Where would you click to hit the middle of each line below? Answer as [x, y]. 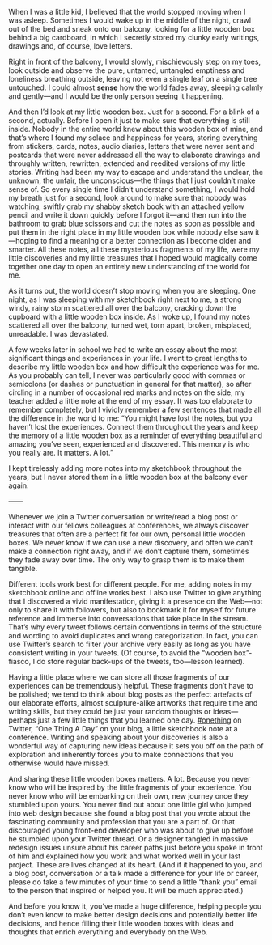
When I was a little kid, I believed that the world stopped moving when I [127, 12]
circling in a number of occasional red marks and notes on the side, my [127, 392]
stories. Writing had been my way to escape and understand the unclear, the [136, 172]
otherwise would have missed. [59, 763]
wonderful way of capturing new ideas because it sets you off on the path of [136, 746]
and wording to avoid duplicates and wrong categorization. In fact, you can [134, 636]
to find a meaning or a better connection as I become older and [146, 241]
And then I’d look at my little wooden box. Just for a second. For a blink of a [134, 112]
